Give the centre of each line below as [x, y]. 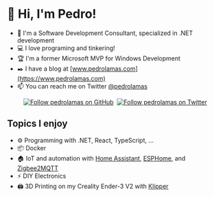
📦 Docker [32, 148]
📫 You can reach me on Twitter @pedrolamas [82, 86]
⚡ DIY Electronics [41, 176]
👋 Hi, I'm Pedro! [52, 14]
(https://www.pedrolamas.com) [61, 78]
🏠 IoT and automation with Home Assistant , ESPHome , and [101, 158]
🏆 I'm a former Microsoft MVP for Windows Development [98, 58]
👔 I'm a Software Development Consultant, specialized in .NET [105, 33]
